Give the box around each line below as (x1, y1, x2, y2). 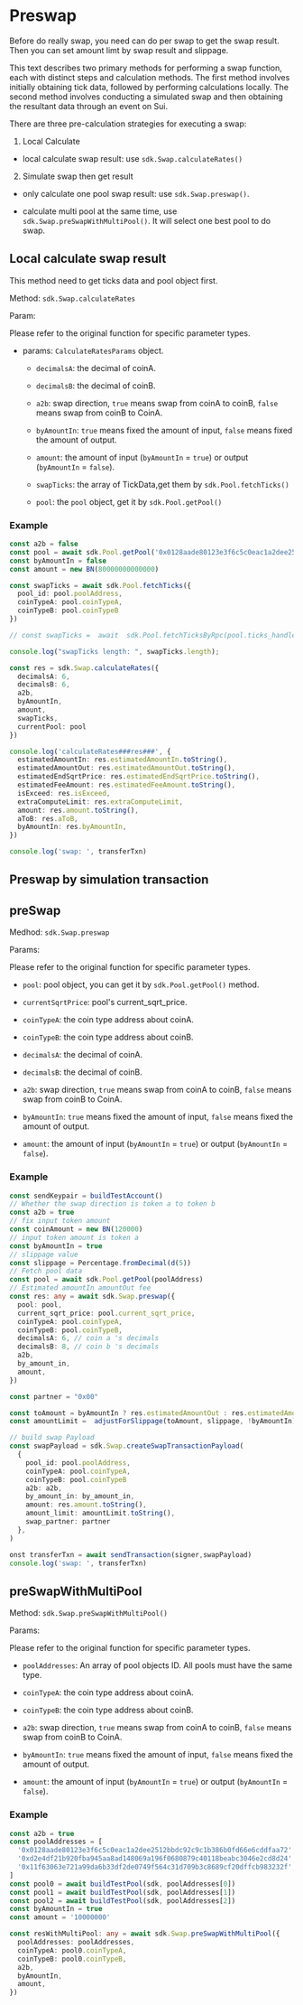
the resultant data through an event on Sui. (9, 100, 169, 111)
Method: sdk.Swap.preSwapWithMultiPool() (9, 1608, 169, 1618)
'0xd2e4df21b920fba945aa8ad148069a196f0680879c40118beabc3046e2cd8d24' (17, 1854, 293, 1863)
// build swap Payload (9, 1433, 95, 1442)
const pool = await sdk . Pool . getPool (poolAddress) (9, 1275, 204, 1284)
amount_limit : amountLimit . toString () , (25, 1509, 176, 1518)
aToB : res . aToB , (17, 814, 78, 823)
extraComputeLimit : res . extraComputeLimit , (17, 797, 183, 807)
